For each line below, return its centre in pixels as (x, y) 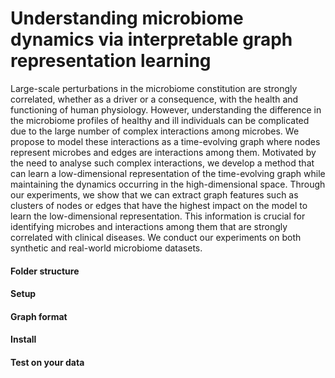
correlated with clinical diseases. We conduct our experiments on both (156, 237)
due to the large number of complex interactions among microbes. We (155, 131)
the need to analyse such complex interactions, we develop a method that (162, 163)
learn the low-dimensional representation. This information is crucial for (158, 216)
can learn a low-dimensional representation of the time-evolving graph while (168, 173)
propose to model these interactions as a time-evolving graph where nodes (165, 141)
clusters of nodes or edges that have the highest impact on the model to (159, 205)
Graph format (39, 316)
